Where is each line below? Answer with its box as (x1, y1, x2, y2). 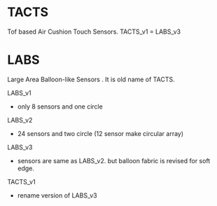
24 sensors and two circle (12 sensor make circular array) (17, 129, 184, 137)
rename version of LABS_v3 (17, 191, 97, 200)
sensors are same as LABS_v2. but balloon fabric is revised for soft (17, 156, 211, 165)
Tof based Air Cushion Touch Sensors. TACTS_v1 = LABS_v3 (7, 27, 181, 36)
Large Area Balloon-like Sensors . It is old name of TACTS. (7, 75, 175, 83)
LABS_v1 (7, 88, 31, 97)
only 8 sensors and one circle (17, 102, 103, 111)
